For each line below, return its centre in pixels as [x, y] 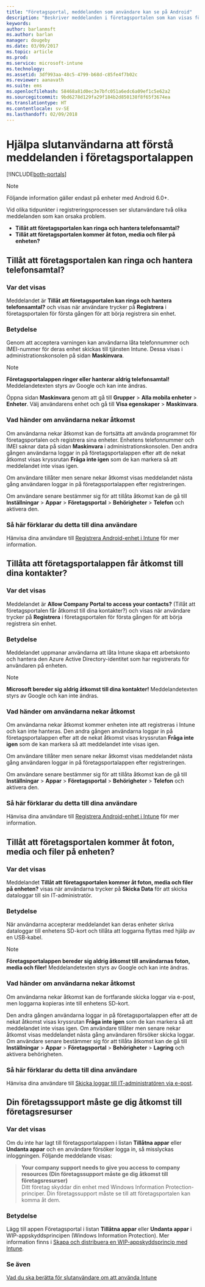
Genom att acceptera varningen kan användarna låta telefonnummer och [98, 343]
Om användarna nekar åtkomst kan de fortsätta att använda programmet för [102, 433]
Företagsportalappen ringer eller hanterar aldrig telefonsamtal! [88, 379]
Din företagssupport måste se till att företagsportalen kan [119, 1193]
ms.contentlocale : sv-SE [38, 108]
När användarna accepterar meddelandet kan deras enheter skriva [90, 924]
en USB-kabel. [25, 938]
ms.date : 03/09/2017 [33, 46]
